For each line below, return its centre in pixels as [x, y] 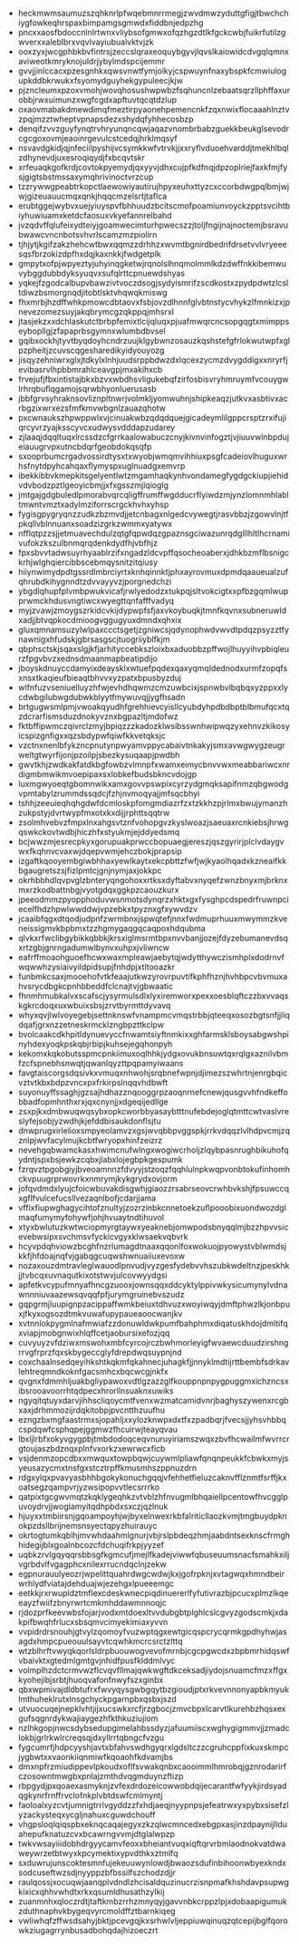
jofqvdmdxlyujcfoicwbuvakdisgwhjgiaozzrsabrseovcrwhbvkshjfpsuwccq [154, 1188]
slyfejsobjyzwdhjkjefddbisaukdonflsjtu [89, 1121]
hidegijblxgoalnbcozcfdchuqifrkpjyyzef [91, 1545]
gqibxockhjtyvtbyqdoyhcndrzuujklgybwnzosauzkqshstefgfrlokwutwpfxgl [154, 340]
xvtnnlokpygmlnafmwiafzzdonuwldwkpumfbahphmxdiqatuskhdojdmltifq [153, 1323]
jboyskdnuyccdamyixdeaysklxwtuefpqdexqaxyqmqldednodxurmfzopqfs [153, 668]
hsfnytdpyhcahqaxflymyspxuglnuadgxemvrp [101, 466]
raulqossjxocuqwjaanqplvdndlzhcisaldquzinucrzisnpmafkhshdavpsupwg [154, 1882]
